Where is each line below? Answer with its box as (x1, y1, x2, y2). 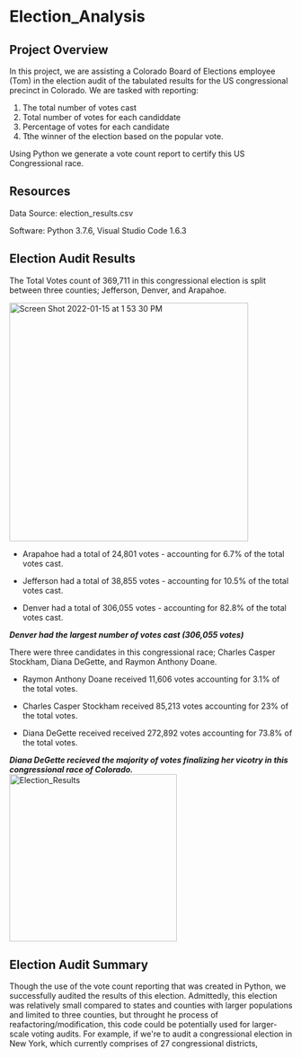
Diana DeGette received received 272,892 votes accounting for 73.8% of (22, 727, 293, 738)
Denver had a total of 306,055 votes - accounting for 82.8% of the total (22, 602, 288, 613)
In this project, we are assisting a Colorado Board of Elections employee (9, 66, 276, 76)
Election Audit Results (9, 251, 137, 267)
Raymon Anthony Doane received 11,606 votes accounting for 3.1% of (22, 674, 280, 684)
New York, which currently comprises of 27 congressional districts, (9, 1038, 259, 1049)
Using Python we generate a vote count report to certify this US (9, 148, 245, 159)
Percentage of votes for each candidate (22, 121, 170, 132)
